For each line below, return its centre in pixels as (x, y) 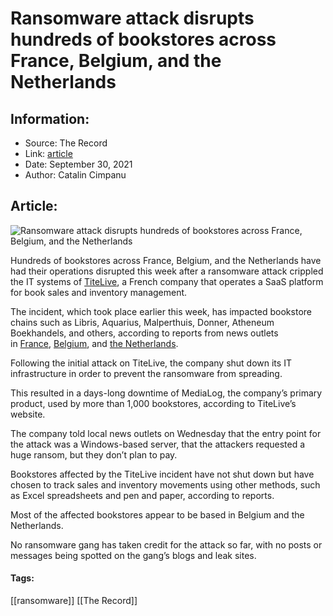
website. (28, 414)
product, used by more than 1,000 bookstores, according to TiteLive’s (153, 403)
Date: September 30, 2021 (78, 164)
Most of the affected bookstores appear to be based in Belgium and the (157, 514)
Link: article (48, 153)
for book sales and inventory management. (99, 292)
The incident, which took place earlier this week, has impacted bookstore (161, 311)
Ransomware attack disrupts (132, 18)
